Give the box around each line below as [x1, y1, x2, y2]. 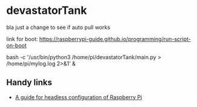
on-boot [6, 42, 27, 49]
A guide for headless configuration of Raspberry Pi [15, 93, 142, 100]
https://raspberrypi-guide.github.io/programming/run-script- [39, 35, 191, 42]
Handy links [6, 77, 53, 88]
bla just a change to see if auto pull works [6, 24, 110, 31]
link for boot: [6, 35, 38, 42]
